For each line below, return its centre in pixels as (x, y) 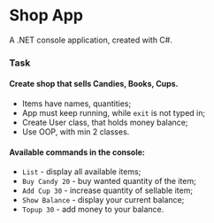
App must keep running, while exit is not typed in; (114, 113)
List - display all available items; (81, 172)
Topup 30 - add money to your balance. (93, 210)
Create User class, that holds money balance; (105, 123)
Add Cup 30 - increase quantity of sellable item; (107, 190)
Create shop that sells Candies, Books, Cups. (94, 84)
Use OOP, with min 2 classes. (76, 132)
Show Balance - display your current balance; (103, 200)
